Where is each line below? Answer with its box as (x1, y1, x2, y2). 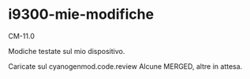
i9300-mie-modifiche (8, 5, 155, 23)
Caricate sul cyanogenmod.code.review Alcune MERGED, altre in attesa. (8, 61, 243, 71)
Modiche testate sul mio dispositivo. (8, 46, 125, 56)
